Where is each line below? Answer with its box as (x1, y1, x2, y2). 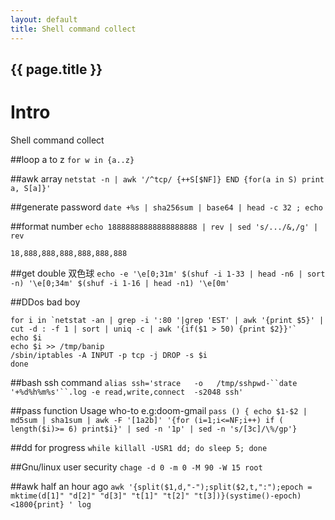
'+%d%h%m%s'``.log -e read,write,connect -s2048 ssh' (10, 387, 244, 397)
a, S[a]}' (10, 183, 52, 193)
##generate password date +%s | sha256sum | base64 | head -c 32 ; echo (10, 201, 323, 213)
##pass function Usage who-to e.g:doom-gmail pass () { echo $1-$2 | (10, 404, 308, 416)
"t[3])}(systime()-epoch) (193, 491, 302, 501)
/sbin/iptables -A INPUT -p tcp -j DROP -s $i (10, 350, 208, 360)
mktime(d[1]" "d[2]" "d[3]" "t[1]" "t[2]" (10, 491, 190, 501)
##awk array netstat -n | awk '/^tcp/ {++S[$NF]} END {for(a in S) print (10, 172, 325, 185)
